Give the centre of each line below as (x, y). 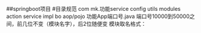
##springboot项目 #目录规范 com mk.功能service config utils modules (94, 9)
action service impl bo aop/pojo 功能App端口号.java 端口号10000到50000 (98, 16)
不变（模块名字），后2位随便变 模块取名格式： (89, 24)
